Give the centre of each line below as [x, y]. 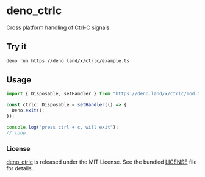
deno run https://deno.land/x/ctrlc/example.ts [68, 61]
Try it [16, 47]
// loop [16, 133]
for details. [20, 168]
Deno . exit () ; [28, 110]
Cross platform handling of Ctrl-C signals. [59, 27]
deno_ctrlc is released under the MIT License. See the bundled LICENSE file [102, 162]
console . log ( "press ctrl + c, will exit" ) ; [63, 127]
